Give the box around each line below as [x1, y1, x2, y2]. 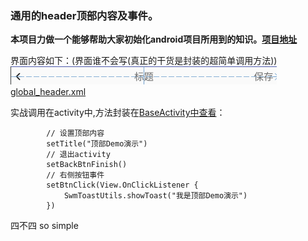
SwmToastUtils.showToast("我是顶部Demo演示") [63, 191, 248, 201]
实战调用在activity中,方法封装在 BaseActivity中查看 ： [10, 107, 226, 119]
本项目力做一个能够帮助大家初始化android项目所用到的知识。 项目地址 [10, 33, 298, 46]
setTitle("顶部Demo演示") [46, 139, 148, 149]
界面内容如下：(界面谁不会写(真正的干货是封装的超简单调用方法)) [10, 55, 278, 67]
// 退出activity [46, 150, 111, 160]
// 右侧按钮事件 [46, 170, 105, 181]
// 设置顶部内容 [46, 128, 105, 139]
